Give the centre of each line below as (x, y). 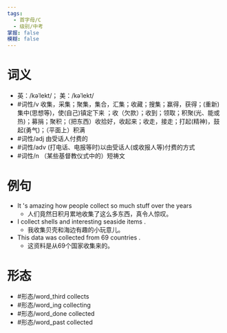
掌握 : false (23, 33)
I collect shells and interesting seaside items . (82, 222)
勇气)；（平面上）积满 (55, 130)
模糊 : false (23, 39)
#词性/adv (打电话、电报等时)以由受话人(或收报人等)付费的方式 (106, 147)
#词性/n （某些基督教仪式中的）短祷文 (71, 156)
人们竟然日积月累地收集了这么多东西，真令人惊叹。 (100, 214)
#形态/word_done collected (56, 313)
